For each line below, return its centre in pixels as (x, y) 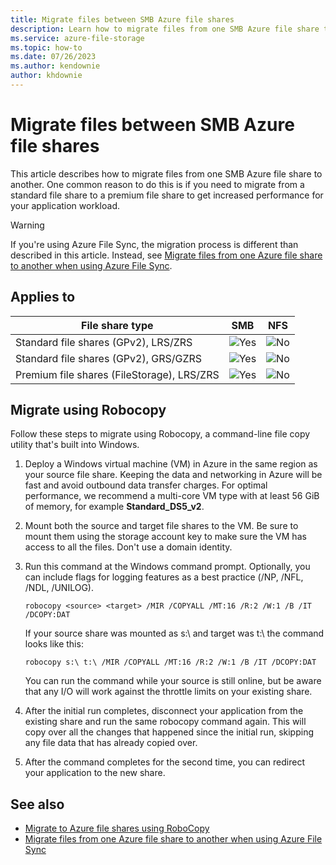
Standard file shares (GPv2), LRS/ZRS (104, 342)
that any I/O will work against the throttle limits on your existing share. (168, 692)
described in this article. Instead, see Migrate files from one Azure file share (166, 255)
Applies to (43, 297)
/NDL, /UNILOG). (59, 588)
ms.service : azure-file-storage (77, 38)
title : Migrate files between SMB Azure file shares (122, 19)
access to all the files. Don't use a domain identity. (128, 547)
